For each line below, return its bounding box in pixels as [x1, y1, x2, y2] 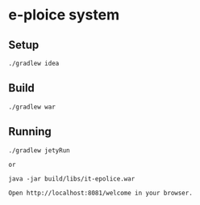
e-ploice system [8, 6, 119, 24]
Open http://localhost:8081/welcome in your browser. [8, 189, 194, 197]
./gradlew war [8, 103, 56, 111]
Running [8, 125, 52, 139]
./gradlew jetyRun [8, 146, 70, 155]
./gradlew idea [8, 59, 60, 67]
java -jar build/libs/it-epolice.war [8, 174, 135, 183]
